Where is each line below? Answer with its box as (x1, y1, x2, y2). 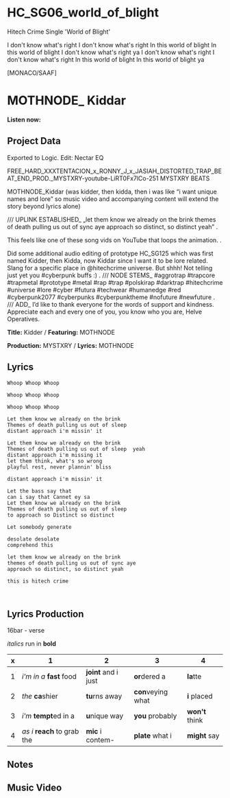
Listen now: (7, 115, 41, 124)
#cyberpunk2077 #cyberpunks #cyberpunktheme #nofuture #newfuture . (7, 293, 216, 301)
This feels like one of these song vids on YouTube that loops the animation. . (7, 235, 222, 244)
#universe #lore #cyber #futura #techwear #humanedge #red (7, 285, 181, 294)
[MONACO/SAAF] (7, 69, 57, 77)
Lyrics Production (7, 608, 84, 620)
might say (187, 731, 220, 740)
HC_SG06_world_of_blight (7, 5, 159, 21)
